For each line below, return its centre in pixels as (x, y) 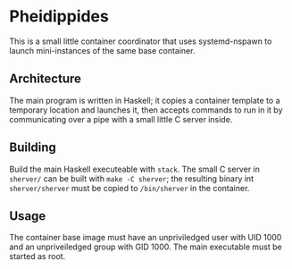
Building (33, 148)
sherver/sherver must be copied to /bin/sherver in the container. (129, 188)
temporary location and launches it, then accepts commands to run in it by (146, 110)
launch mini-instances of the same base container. (102, 50)
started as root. (38, 256)
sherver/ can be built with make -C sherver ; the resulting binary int (132, 178)
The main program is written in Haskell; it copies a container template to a (145, 100)
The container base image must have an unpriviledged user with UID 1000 (146, 238)
